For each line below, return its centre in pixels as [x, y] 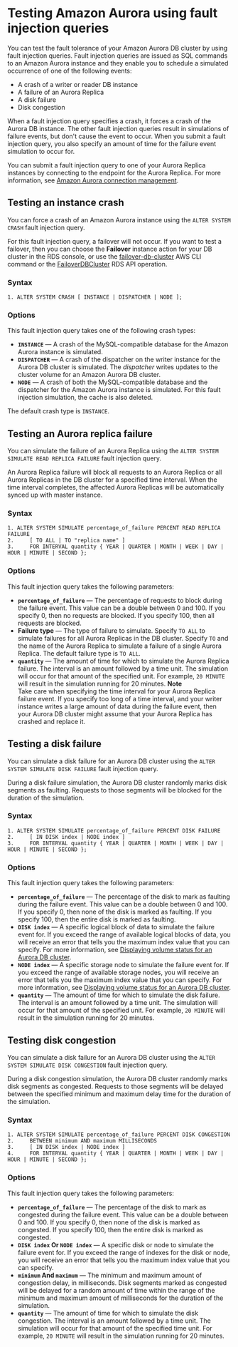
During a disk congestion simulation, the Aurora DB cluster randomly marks [118, 1078]
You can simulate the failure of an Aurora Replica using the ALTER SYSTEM [113, 451]
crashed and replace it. [52, 721]
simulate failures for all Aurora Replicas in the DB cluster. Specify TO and [123, 638]
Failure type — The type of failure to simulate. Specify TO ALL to [112, 630]
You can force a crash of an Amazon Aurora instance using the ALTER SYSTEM [119, 220]
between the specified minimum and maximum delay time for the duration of [119, 1094]
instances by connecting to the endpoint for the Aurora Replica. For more [114, 172]
